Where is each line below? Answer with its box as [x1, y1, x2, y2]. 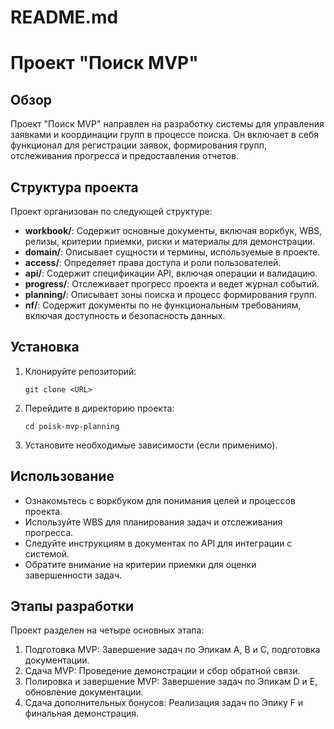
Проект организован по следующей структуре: [10, 206, 213, 217]
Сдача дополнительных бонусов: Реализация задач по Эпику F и [24, 697, 304, 709]
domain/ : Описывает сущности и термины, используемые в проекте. [24, 246, 321, 258]
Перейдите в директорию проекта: [24, 402, 175, 414]
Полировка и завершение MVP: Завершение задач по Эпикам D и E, [24, 676, 318, 688]
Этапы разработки [10, 598, 134, 615]
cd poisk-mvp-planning [24, 421, 120, 431]
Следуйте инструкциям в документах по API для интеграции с [24, 537, 293, 549]
